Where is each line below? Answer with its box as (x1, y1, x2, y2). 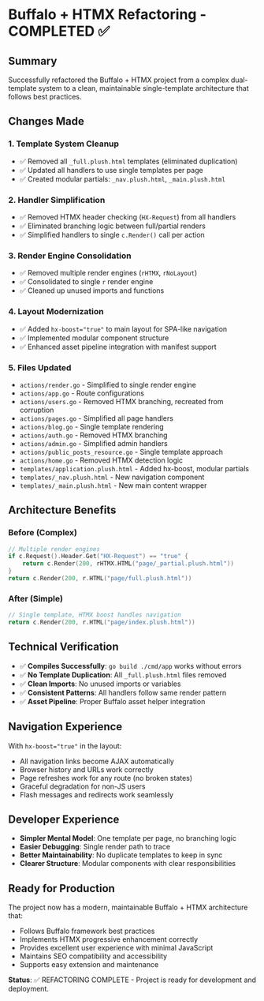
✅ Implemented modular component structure (19, 333, 169, 343)
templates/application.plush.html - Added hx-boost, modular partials (19, 463, 250, 473)
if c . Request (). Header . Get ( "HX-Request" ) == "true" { (8, 553, 189, 560)
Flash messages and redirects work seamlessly (19, 789, 174, 799)
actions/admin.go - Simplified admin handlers (19, 438, 168, 448)
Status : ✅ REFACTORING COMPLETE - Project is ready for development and (8, 975, 257, 984)
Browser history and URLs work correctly (19, 764, 154, 774)
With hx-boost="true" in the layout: (8, 740, 122, 751)
